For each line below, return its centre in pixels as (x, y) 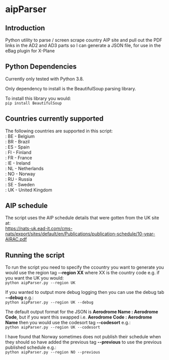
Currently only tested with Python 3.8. (45, 79)
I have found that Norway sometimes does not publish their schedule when (83, 337)
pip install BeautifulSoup (34, 103)
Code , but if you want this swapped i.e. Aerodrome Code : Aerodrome (79, 317)
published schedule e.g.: (31, 347)
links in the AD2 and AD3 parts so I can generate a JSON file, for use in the (83, 45)
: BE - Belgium (20, 136)
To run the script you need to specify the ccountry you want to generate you (84, 267)
